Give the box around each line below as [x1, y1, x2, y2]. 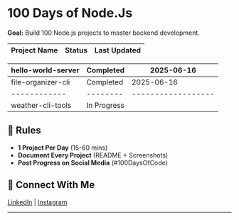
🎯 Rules [7, 124, 41, 136]
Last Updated [94, 45, 141, 55]
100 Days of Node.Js [7, 5, 133, 21]
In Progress [86, 100, 125, 110]
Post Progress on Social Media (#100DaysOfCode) [17, 158, 169, 167]
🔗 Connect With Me [7, 179, 95, 191]
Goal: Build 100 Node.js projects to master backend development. [7, 28, 201, 37]
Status [65, 45, 87, 55]
